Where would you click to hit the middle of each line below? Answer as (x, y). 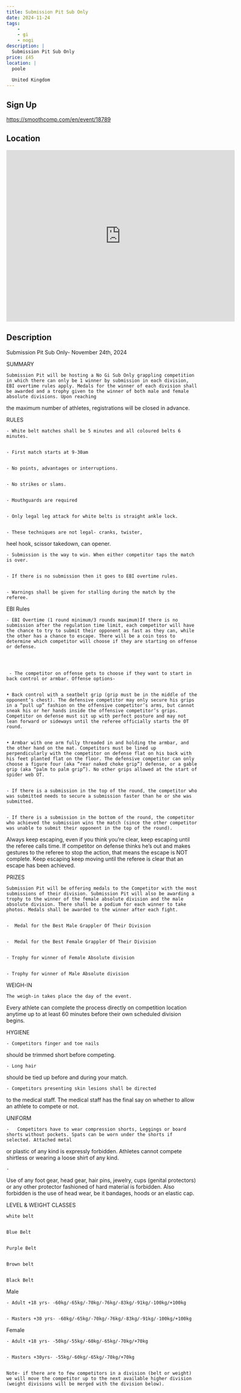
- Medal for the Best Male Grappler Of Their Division (79, 926)
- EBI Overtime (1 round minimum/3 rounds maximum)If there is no (92, 620)
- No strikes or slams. (37, 484)
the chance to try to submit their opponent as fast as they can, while (100, 631)
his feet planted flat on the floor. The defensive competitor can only (100, 759)
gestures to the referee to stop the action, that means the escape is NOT (97, 852)
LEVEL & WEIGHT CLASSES (41, 1205)
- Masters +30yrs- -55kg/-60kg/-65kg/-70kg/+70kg (71, 1357)
